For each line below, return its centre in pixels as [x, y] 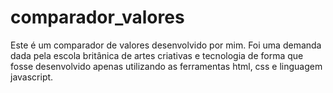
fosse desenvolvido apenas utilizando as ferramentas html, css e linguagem [166, 66]
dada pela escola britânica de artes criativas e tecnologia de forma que [157, 55]
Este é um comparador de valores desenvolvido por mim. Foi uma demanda [166, 45]
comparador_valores [97, 17]
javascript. [32, 77]
